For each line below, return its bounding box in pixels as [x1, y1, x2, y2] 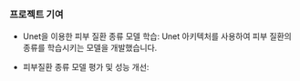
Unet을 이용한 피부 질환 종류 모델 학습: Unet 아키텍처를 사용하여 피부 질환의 [22, 30, 292, 42]
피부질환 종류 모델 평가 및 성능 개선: [22, 61, 150, 72]
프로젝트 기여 [9, 8, 64, 21]
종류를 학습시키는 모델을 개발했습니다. [22, 42, 158, 53]
